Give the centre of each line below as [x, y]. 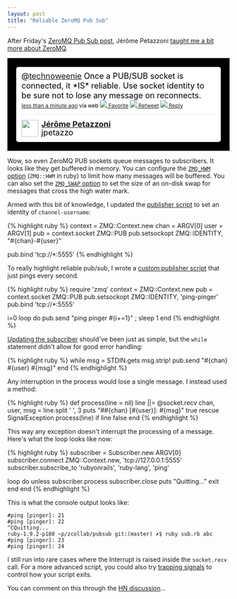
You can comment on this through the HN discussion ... [87, 588]
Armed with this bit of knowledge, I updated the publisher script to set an [114, 204]
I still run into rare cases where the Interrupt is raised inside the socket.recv [117, 559]
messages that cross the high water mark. [68, 191]
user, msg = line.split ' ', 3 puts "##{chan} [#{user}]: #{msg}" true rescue [113, 410]
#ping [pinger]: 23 [36, 540]
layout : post [26, 14]
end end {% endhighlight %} [49, 489]
